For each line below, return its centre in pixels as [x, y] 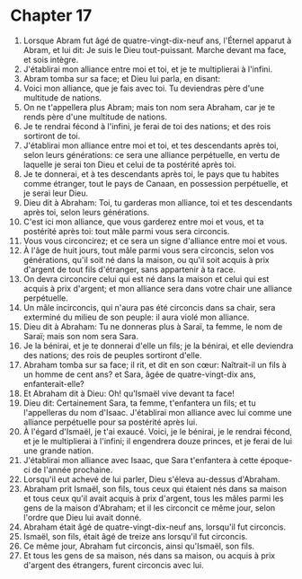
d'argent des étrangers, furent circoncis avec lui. [114, 565]
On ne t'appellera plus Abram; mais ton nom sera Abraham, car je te [149, 107]
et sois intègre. [51, 59]
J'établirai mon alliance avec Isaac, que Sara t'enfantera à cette [141, 460]
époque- [276, 460]
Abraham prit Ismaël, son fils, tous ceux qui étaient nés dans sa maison [155, 488]
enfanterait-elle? [53, 383]
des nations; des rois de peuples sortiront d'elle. [112, 355]
